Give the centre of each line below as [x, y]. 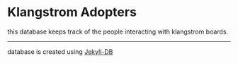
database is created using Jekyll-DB [60, 51]
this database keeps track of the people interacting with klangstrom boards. [118, 31]
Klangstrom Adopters [72, 12]
